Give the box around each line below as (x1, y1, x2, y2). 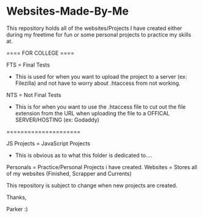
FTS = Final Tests (6, 61, 50, 68)
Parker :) (6, 205, 29, 213)
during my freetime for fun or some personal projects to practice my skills (6, 31, 191, 38)
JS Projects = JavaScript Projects (6, 139, 90, 147)
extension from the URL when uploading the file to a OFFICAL (15, 109, 170, 117)
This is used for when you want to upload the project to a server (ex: (15, 73, 187, 80)
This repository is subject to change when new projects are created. (6, 181, 178, 189)
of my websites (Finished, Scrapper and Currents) (6, 170, 132, 177)
